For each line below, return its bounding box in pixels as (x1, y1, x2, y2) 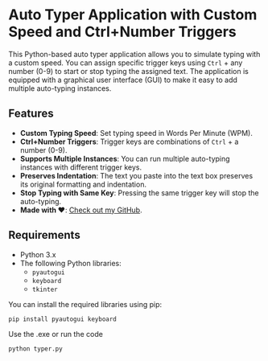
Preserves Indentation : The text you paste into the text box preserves (19, 170, 254, 180)
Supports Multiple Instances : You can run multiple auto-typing (19, 154, 231, 163)
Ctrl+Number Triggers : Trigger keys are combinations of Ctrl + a (19, 137, 239, 146)
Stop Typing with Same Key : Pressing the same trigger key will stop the (19, 187, 259, 198)
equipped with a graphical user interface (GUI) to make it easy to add (8, 75, 237, 84)
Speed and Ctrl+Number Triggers (8, 23, 237, 41)
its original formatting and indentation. (19, 179, 147, 189)
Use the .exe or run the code (8, 330, 103, 339)
